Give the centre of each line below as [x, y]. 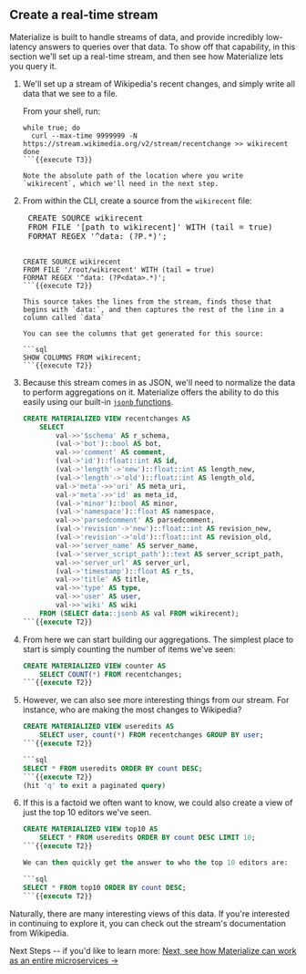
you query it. [33, 66]
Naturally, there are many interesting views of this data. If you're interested [149, 913]
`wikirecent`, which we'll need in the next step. [121, 183]
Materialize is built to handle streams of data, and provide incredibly [137, 36]
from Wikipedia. [39, 933]
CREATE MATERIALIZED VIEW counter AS [94, 666]
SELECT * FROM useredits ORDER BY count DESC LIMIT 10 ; [148, 838]
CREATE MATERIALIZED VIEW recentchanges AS [107, 419]
